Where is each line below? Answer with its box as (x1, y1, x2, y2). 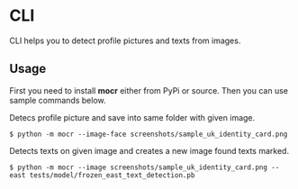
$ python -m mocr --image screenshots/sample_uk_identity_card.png (9, 163, 268, 172)
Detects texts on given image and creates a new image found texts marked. (9, 145, 290, 156)
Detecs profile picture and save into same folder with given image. (9, 112, 256, 122)
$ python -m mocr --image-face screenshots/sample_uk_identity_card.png (9, 130, 288, 139)
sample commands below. (9, 94, 106, 105)
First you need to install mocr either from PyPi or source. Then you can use (9, 85, 288, 95)
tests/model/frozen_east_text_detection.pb (29, 170, 195, 180)
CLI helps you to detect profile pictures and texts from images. (9, 35, 241, 46)
